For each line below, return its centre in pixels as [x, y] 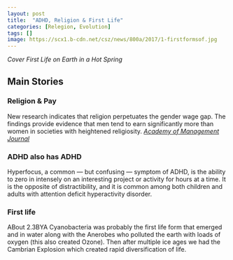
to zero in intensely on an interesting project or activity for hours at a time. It [116, 179]
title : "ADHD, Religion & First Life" [65, 20]
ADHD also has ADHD [44, 156]
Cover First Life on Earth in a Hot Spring [65, 59]
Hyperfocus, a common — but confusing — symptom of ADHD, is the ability [116, 172]
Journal [19, 138]
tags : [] [20, 33]
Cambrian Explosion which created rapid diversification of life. [97, 250]
